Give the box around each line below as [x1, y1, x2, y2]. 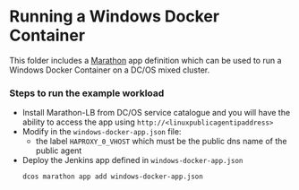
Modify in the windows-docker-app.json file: [21, 126, 182, 137]
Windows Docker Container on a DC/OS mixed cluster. [9, 65, 210, 75]
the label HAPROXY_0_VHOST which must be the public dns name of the [35, 136, 287, 147]
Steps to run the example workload [9, 87, 165, 99]
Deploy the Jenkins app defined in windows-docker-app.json [21, 155, 243, 166]
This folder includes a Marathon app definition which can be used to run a [9, 55, 282, 65]
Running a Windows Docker [9, 6, 220, 27]
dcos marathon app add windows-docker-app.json [21, 172, 203, 181]
